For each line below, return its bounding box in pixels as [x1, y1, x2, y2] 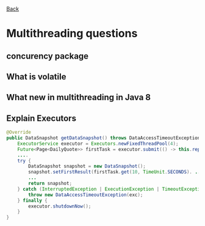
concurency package [6, 51, 89, 61]
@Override [6, 129, 32, 136]
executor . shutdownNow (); [28, 203, 92, 210]
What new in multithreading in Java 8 [6, 92, 151, 103]
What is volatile [6, 71, 67, 82]
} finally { [17, 197, 48, 203]
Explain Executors [6, 113, 76, 123]
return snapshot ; [28, 180, 72, 187]
